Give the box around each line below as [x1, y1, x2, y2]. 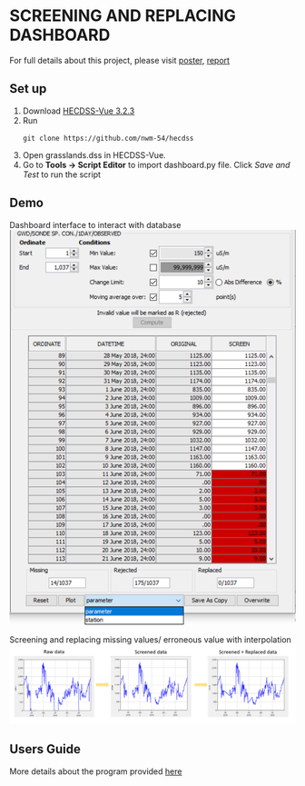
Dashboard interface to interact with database [9, 219, 182, 230]
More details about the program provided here [9, 765, 182, 777]
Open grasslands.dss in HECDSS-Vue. [22, 149, 166, 160]
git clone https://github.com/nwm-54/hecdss [22, 134, 194, 143]
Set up [9, 81, 47, 96]
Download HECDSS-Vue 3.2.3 [22, 105, 135, 116]
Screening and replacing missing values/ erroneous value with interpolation [9, 634, 292, 645]
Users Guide [9, 741, 82, 757]
